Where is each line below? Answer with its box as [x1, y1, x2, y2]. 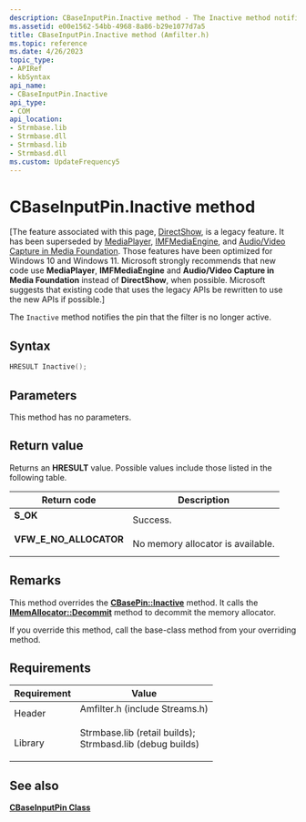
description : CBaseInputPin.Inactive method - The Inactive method [9, 13, 271, 23]
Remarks [9, 573, 62, 588]
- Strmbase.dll [9, 132, 67, 141]
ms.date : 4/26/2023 [9, 47, 84, 56]
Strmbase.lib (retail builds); [79, 726, 196, 739]
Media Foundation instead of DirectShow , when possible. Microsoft [9, 275, 266, 286]
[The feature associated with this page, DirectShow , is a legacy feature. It [9, 227, 284, 238]
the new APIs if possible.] [9, 294, 106, 305]
